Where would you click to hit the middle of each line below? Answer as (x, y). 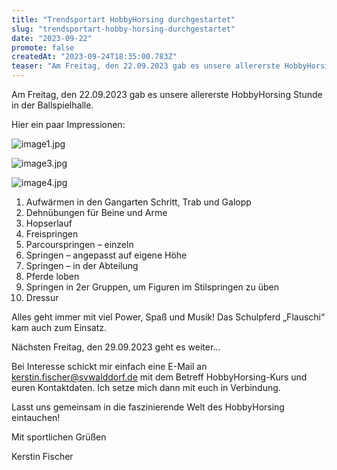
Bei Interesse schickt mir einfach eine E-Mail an (109, 366)
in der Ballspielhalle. (52, 105)
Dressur (42, 297)
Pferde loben (52, 276)
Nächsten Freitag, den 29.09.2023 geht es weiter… (116, 347)
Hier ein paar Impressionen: (68, 124)
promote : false (43, 47)
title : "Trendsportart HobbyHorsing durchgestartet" (123, 19)
